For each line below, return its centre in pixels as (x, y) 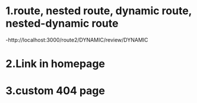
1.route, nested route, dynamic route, (99, 11)
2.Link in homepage (55, 64)
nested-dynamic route (62, 23)
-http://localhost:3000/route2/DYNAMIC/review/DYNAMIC (77, 40)
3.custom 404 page (55, 91)
